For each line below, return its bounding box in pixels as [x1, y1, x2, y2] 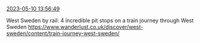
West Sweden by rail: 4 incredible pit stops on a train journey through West [6, 17, 194, 24]
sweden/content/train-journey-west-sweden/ [6, 30, 120, 37]
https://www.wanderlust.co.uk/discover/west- [28, 24, 143, 30]
